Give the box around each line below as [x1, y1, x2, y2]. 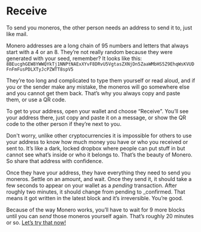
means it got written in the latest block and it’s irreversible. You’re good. [6, 194, 184, 201]
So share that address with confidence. [6, 157, 104, 164]
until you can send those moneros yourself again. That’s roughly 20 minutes [6, 212, 194, 219]
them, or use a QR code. [6, 96, 67, 103]
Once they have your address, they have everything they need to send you [6, 169, 191, 176]
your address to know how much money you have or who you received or [6, 138, 188, 145]
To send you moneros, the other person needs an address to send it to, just [6, 24, 193, 31]
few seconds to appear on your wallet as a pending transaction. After [6, 182, 177, 189]
